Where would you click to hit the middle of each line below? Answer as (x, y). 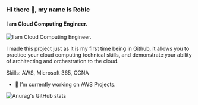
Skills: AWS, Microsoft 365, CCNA (48, 73)
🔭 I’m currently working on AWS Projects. (65, 84)
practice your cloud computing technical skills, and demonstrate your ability (99, 55)
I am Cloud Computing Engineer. (47, 24)
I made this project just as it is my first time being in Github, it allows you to (98, 49)
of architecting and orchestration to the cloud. (62, 61)
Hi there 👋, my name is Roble (48, 10)
